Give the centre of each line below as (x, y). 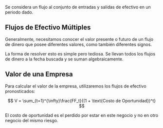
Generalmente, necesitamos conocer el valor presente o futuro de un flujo (79, 39)
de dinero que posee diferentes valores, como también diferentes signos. (79, 44)
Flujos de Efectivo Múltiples (48, 27)
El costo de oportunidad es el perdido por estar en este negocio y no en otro (82, 115)
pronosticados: (20, 91)
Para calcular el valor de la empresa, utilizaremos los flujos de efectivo (76, 86)
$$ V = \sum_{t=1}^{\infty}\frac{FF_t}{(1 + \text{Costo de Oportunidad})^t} (82, 101)
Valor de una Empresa (39, 74)
